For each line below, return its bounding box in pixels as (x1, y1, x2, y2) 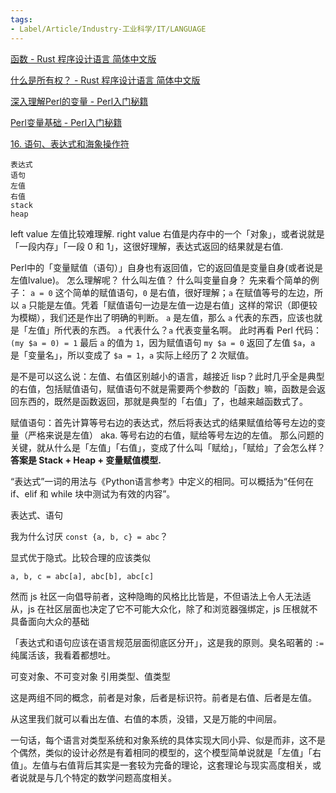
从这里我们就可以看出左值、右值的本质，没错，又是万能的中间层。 (10, 712, 282, 725)
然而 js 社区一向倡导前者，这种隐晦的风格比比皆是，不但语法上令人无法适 (10, 590, 312, 602)
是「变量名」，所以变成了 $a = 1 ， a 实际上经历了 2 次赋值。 (10, 349, 255, 361)
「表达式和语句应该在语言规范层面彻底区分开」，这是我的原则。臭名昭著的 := (10, 636, 325, 648)
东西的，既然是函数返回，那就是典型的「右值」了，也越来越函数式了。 (18, 395, 308, 407)
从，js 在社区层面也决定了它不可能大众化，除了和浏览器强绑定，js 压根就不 (10, 602, 318, 615)
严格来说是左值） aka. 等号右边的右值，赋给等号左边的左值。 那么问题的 (27, 429, 325, 441)
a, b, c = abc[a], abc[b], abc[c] (10, 571, 155, 581)
